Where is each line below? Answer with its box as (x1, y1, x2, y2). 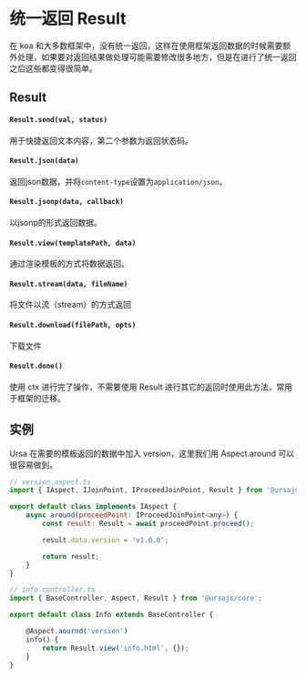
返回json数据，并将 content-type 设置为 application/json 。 (9, 176, 228, 187)
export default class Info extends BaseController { (9, 611, 214, 620)
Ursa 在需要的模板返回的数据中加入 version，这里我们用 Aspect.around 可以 (9, 448, 294, 459)
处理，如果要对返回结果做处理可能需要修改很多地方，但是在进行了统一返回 (16, 51, 297, 62)
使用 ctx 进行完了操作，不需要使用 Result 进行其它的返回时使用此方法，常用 (9, 381, 293, 392)
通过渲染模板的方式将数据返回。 (9, 258, 129, 269)
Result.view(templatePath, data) (9, 238, 137, 248)
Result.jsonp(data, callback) (9, 197, 125, 207)
